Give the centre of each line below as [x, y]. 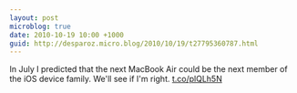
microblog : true [40, 26]
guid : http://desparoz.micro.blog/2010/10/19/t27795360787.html [134, 43]
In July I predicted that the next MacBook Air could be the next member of [149, 69]
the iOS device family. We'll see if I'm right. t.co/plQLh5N [116, 79]
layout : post [34, 18]
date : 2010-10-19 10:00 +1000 [67, 35]
